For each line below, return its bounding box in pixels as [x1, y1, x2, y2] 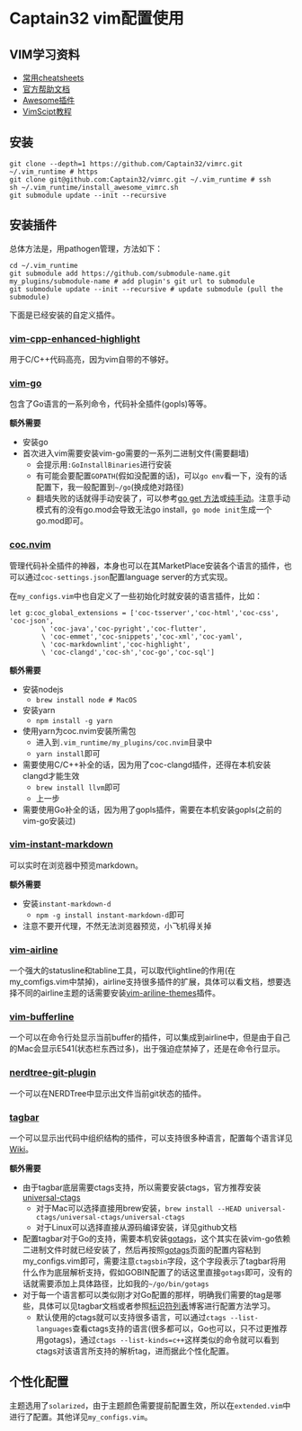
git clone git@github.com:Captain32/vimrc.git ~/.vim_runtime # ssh [9, 174, 271, 184]
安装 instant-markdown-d [22, 898, 111, 908]
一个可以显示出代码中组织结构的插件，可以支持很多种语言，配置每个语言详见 [9, 1132, 293, 1143]
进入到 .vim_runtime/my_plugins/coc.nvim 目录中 [35, 737, 213, 747]
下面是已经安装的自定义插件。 [9, 309, 120, 320]
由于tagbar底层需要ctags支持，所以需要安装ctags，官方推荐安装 [22, 1182, 262, 1193]
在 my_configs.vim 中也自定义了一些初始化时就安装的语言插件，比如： [9, 590, 263, 601]
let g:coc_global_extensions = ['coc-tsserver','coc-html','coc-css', [9, 608, 280, 617]
